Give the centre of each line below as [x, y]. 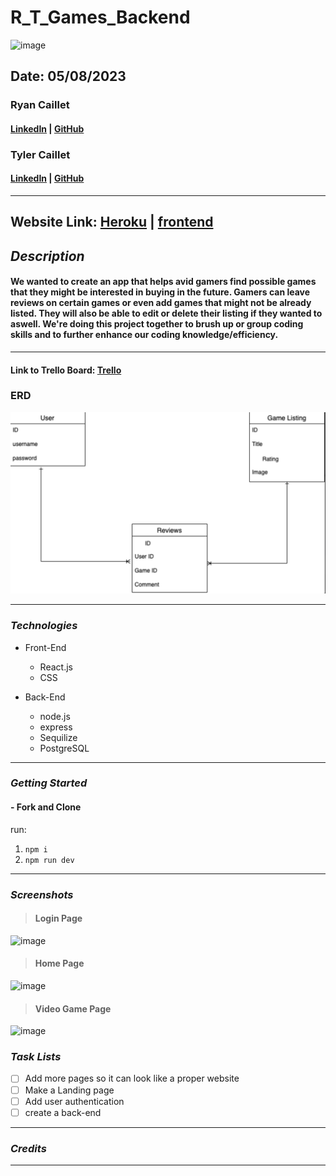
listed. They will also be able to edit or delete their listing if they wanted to [166, 313]
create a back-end [63, 1112]
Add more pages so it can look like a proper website [132, 1078]
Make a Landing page [69, 1090]
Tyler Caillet [40, 154]
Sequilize [58, 737]
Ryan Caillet [40, 105]
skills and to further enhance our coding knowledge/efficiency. [144, 335]
